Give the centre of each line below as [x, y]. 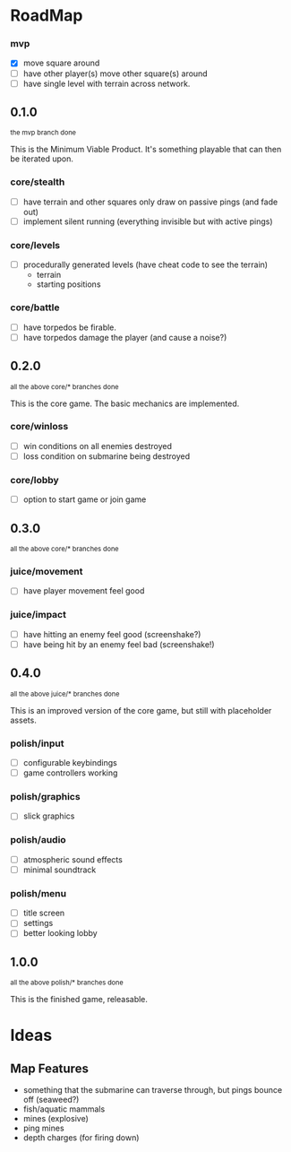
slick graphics [49, 816]
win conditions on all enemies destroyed [98, 446]
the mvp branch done [43, 133]
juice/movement [47, 572]
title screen [44, 913]
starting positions [68, 284]
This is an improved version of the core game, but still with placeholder [141, 710]
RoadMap [47, 16]
